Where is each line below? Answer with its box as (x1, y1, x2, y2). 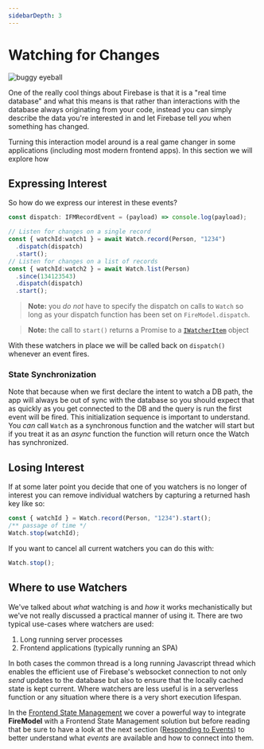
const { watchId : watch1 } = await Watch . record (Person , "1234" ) (8, 236, 226, 244)
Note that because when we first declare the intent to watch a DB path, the (8, 387, 253, 396)
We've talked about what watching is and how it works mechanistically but (8, 602, 253, 611)
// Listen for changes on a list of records (8, 257, 158, 265)
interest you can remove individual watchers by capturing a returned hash (8, 490, 250, 500)
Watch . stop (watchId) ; (8, 529, 80, 537)
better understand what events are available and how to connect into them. (8, 733, 254, 743)
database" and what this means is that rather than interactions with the (8, 96, 240, 106)
